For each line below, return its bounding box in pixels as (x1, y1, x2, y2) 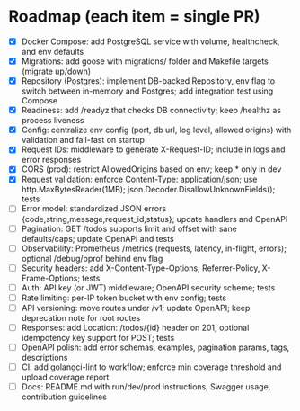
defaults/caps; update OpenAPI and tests (21, 233, 174, 244)
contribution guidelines (21, 391, 107, 402)
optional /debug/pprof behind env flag (21, 253, 163, 264)
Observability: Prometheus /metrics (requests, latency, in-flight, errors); (21, 243, 287, 254)
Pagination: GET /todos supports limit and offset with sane (21, 223, 237, 234)
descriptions (21, 353, 68, 362)
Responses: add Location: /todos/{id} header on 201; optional (21, 322, 250, 333)
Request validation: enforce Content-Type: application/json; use (21, 174, 258, 185)
